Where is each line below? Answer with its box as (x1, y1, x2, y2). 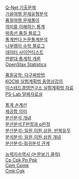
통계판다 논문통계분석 (5, 36, 48, 42)
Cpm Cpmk (5, 163, 29, 168)
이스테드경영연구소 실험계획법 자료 (5, 85, 74, 91)
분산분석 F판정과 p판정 (5, 121, 50, 127)
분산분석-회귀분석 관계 (5, 140, 50, 146)
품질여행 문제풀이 (5, 17, 40, 23)
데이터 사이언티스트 (5, 49, 44, 55)
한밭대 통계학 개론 (5, 56, 41, 61)
